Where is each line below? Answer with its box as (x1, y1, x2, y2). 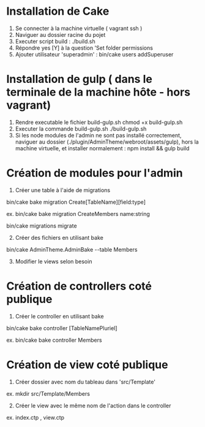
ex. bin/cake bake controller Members (6, 336, 102, 344)
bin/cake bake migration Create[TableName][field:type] (6, 198, 146, 206)
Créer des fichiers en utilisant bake (15, 234, 104, 241)
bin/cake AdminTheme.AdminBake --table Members (6, 245, 138, 253)
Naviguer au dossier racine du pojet (15, 31, 106, 38)
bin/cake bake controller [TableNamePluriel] (6, 324, 117, 332)
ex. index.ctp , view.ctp (6, 414, 65, 421)
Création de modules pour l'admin (6, 166, 183, 180)
